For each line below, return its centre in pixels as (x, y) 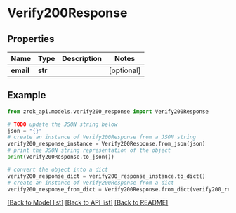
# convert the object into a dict (58, 169)
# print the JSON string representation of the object (89, 150)
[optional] (125, 70)
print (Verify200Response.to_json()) (61, 157)
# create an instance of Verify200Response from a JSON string (102, 137)
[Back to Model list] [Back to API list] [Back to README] (88, 202)
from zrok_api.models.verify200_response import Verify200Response (108, 111)
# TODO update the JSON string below (63, 124)
